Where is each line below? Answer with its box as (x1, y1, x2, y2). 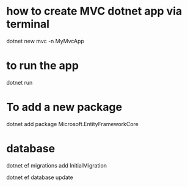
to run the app (6, 59, 79, 72)
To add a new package (6, 101, 123, 114)
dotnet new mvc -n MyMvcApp (6, 37, 84, 44)
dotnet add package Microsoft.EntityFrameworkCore (6, 120, 139, 127)
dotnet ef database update (6, 174, 73, 181)
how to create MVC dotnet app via (6, 4, 183, 18)
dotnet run (6, 79, 33, 86)
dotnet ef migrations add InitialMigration (6, 161, 107, 169)
